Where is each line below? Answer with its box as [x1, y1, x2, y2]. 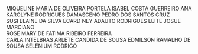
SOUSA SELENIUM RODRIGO [6, 42, 77, 49]
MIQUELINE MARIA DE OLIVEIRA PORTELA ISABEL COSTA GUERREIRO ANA [6, 5, 192, 12]
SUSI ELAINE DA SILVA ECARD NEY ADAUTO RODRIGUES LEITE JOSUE [6, 18, 181, 24]
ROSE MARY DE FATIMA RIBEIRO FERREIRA [6, 30, 112, 37]
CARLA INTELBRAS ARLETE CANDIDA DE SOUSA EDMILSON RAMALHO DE [6, 36, 191, 43]
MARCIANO [6, 23, 35, 31]
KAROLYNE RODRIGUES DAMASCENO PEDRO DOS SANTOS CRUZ [6, 11, 170, 18]
